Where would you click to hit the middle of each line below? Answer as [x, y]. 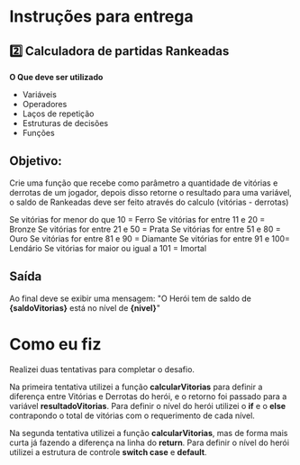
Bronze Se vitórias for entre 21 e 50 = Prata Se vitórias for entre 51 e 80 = [145, 229]
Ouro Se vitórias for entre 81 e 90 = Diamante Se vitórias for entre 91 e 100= [150, 238]
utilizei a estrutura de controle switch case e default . [108, 451]
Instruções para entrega [101, 17]
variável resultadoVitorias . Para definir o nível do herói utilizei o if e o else [148, 406]
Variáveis [39, 95]
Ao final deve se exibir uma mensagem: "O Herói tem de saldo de [131, 298]
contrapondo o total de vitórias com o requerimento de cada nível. [132, 415]
